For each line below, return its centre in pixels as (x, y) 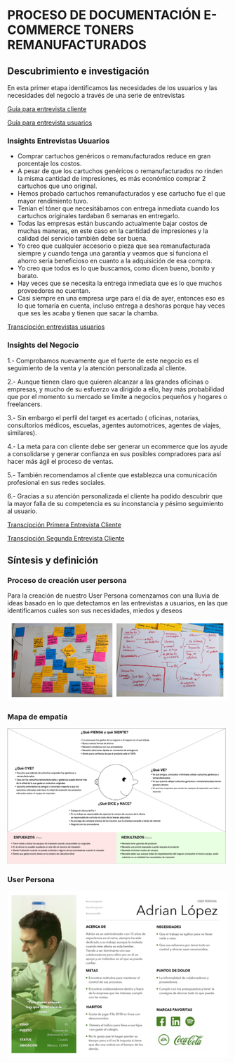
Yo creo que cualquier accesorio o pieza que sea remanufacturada (114, 246)
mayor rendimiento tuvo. (53, 201)
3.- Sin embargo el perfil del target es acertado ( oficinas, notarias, (104, 417)
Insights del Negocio (43, 345)
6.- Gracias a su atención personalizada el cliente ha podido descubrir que (115, 496)
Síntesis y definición (53, 560)
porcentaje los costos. (49, 164)
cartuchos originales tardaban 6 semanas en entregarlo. (99, 216)
